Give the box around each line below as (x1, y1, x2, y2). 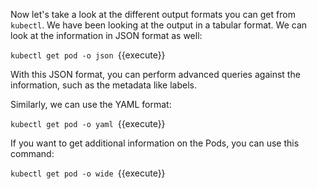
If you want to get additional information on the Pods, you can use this (10, 137, 300, 149)
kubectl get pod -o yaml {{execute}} (10, 118, 166, 129)
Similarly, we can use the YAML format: (10, 99, 172, 110)
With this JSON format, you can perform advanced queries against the (10, 69, 301, 80)
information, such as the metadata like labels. (10, 79, 197, 91)
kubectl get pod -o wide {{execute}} (10, 167, 166, 179)
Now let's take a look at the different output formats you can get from (10, 9, 296, 20)
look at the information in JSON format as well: (10, 30, 203, 41)
